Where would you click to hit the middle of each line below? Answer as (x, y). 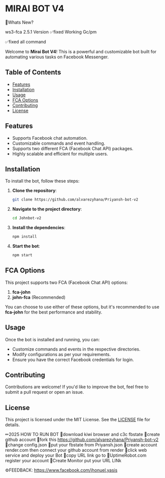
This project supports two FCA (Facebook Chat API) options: (66, 282)
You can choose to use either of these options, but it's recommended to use (82, 307)
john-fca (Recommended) (39, 297)
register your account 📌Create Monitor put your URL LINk (63, 461)
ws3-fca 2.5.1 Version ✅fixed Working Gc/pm (51, 32)
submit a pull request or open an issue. (45, 392)
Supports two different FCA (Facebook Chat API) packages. (73, 148)
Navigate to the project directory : (47, 209)
